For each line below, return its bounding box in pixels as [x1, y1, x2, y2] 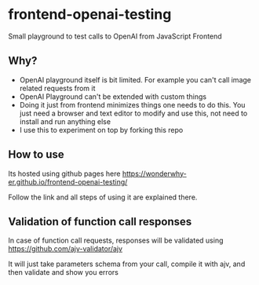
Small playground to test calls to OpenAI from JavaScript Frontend [8, 31, 222, 41]
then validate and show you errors [8, 268, 119, 277]
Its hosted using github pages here [8, 169, 121, 178]
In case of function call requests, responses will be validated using [8, 236, 224, 245]
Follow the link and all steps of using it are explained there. [8, 192, 198, 202]
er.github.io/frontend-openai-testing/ [8, 177, 128, 186]
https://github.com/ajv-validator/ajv [8, 244, 123, 254]
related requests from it [19, 83, 96, 93]
